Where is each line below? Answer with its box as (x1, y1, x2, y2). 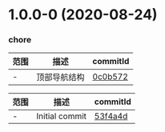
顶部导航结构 (36, 72, 86, 83)
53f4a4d (94, 110, 128, 122)
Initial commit (36, 110, 87, 122)
